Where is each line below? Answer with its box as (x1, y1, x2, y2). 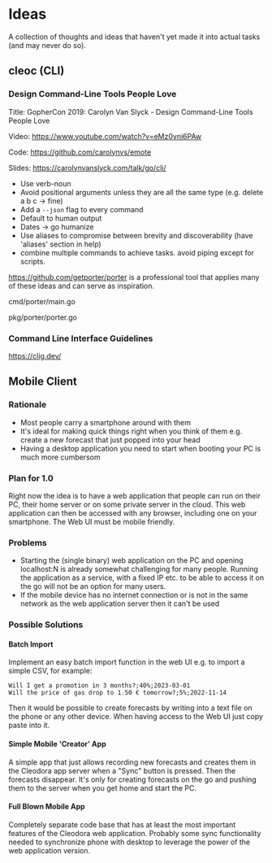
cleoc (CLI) (8, 64, 65, 78)
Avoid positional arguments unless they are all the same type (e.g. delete (19, 187, 264, 197)
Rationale (8, 399, 47, 411)
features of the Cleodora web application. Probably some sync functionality (8, 828, 261, 838)
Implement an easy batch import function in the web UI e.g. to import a (8, 657, 245, 667)
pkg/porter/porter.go (8, 312, 77, 322)
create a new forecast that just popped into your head (19, 434, 201, 444)
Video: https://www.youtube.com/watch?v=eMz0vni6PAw (8, 131, 202, 141)
